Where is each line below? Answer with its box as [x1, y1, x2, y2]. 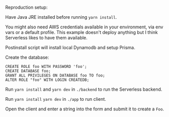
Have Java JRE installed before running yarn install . [5, 14, 117, 20]
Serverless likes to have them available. [5, 35, 88, 41]
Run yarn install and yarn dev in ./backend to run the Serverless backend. [5, 86, 162, 92]
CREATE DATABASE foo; [5, 68, 51, 73]
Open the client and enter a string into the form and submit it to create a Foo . [5, 106, 164, 112]
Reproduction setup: [5, 5, 48, 10]
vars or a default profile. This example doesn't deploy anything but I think [5, 29, 158, 35]
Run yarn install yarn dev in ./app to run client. [5, 96, 106, 102]
